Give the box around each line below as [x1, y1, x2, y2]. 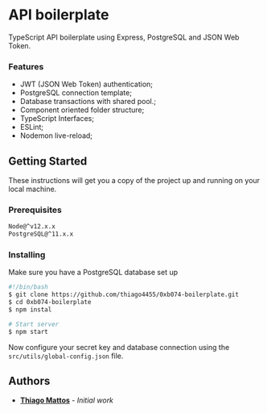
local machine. [8, 184, 57, 194]
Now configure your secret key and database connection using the [8, 342, 230, 352]
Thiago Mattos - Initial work [19, 395, 114, 405]
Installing [8, 249, 46, 261]
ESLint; [19, 123, 44, 132]
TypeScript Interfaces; [19, 114, 95, 123]
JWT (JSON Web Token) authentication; [19, 79, 154, 90]
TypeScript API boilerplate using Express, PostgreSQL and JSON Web [8, 32, 240, 42]
